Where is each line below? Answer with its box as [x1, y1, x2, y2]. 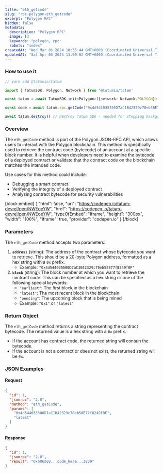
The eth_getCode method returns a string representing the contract [5, 323, 138, 329]
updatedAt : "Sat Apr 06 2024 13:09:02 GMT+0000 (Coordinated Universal [5, 52, 153, 57]
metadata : [5, 25, 25, 30]
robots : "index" [9, 43, 42, 48]
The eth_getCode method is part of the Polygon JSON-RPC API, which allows [5, 137, 158, 142]
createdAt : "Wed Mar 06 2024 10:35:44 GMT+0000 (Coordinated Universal [5, 47, 153, 52]
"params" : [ [9, 406, 34, 411]
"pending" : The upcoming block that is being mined [19, 295, 122, 301]
